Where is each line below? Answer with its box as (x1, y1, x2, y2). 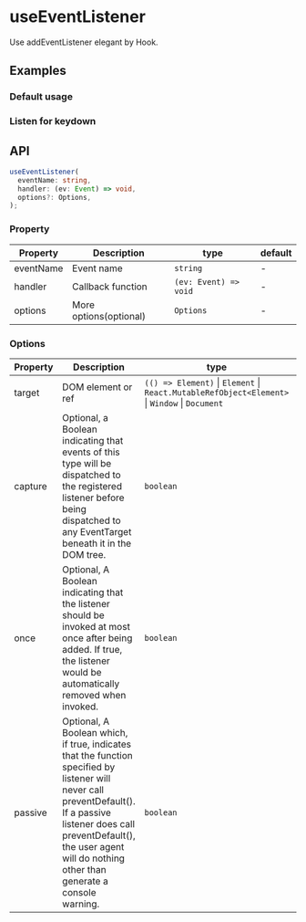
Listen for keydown (9, 115, 97, 128)
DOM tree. (62, 548, 107, 561)
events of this (62, 445, 120, 458)
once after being (62, 632, 133, 644)
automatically (62, 677, 120, 690)
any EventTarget (62, 525, 132, 538)
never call (62, 783, 105, 796)
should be (62, 609, 105, 622)
